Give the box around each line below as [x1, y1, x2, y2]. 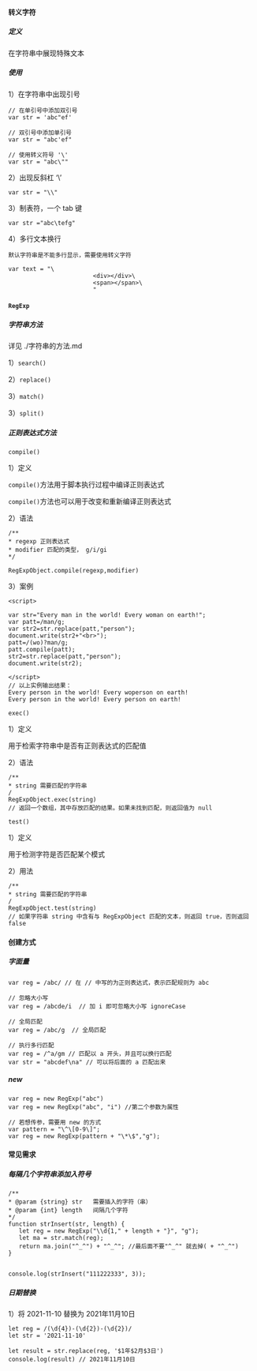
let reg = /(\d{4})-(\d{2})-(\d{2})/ [8, 1325, 132, 1333]
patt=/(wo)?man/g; [8, 639, 69, 647]
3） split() [8, 408, 45, 418]
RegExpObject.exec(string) [8, 796, 97, 804]
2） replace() [8, 375, 51, 385]
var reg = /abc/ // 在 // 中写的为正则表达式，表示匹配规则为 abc [8, 978, 210, 986]
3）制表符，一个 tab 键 [8, 203, 83, 212]
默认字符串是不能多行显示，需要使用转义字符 [8, 251, 132, 259]
